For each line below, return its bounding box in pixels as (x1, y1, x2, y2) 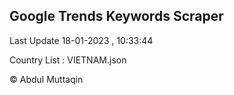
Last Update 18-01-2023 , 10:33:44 (9, 34, 154, 46)
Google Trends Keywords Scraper (9, 8, 224, 25)
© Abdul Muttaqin (9, 73, 84, 85)
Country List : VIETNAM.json (9, 54, 127, 66)
